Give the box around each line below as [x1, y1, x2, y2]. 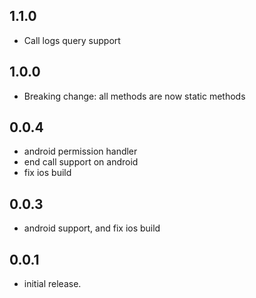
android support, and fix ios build [23, 222, 161, 234]
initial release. [23, 278, 82, 290]
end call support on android [23, 156, 139, 168]
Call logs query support [23, 34, 121, 46]
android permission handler [23, 145, 138, 158]
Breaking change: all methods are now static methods [23, 90, 246, 102]
